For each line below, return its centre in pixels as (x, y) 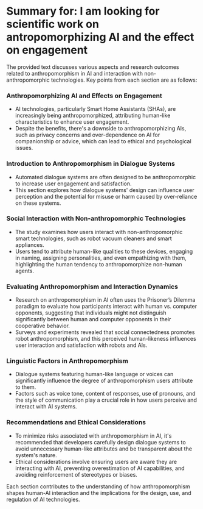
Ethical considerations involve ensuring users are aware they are (96, 461)
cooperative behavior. (42, 326)
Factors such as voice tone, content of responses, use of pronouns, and (105, 394)
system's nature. (36, 455)
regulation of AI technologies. (43, 499)
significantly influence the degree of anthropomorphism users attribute (104, 381)
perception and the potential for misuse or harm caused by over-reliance (106, 196)
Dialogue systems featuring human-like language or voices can (94, 374)
